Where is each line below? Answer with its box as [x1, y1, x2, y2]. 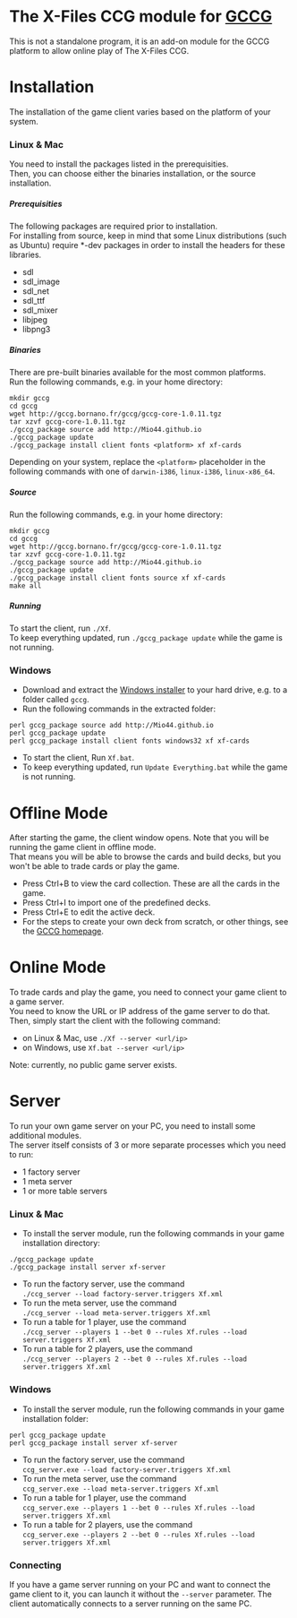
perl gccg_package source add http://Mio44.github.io [9, 721, 215, 730]
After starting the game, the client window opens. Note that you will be [9, 832, 270, 843]
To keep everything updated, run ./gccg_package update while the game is [9, 633, 284, 643]
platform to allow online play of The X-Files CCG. [9, 45, 190, 56]
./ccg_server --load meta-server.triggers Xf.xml [21, 1309, 212, 1318]
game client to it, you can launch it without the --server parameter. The [9, 1588, 273, 1600]
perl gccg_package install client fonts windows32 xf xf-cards [9, 736, 250, 745]
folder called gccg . [21, 694, 89, 705]
